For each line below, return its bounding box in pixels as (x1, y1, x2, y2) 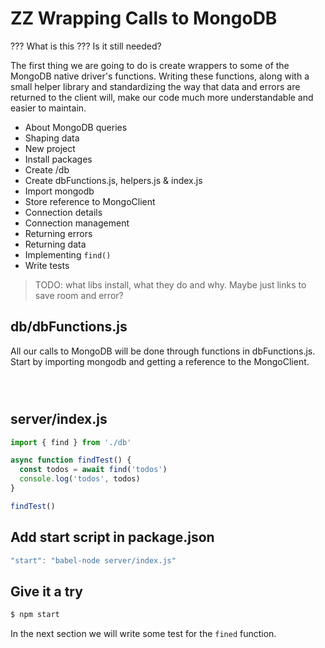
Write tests (24, 259, 70, 271)
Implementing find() (24, 248, 112, 261)
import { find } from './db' (10, 437, 132, 447)
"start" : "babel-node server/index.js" (10, 555, 177, 566)
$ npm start (10, 610, 60, 620)
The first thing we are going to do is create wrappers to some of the (10, 59, 290, 71)
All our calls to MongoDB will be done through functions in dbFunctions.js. (10, 345, 316, 357)
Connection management (24, 217, 130, 229)
